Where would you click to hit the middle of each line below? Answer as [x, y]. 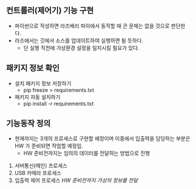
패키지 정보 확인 [33, 68]
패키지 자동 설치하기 [37, 97]
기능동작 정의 [28, 124]
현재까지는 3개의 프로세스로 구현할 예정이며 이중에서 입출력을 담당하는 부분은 [102, 139]
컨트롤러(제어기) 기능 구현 [50, 11]
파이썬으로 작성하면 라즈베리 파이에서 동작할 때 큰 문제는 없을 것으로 [92, 26]
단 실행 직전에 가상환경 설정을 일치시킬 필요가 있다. [81, 48]
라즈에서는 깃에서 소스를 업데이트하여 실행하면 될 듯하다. [79, 41]
